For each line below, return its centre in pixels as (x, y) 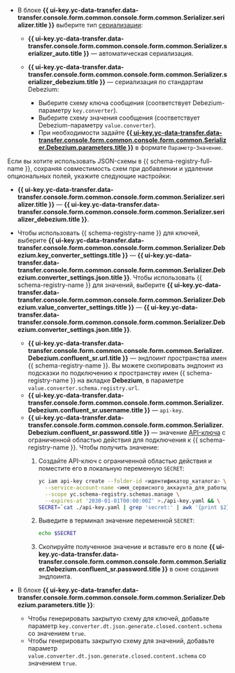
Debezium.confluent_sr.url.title (74, 358)
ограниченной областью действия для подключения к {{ (113, 440)
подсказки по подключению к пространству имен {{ (106, 373)
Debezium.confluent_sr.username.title (85, 410)
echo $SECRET (57, 534)
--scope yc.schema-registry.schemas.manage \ (112, 494)
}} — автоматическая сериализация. (138, 53)
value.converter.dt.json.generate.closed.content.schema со (117, 656)
